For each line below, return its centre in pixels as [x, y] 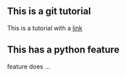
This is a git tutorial [49, 11]
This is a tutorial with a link [45, 28]
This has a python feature [63, 50]
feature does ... [29, 66]
